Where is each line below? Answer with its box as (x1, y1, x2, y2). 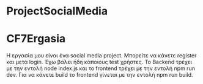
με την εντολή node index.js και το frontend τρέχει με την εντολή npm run (6, 65, 196, 72)
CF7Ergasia (6, 32, 66, 46)
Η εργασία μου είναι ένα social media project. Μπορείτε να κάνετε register (6, 52, 197, 59)
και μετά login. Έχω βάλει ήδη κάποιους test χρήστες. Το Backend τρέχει (6, 59, 193, 66)
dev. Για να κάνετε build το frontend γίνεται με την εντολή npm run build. (6, 71, 193, 79)
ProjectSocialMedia (6, 4, 108, 18)
